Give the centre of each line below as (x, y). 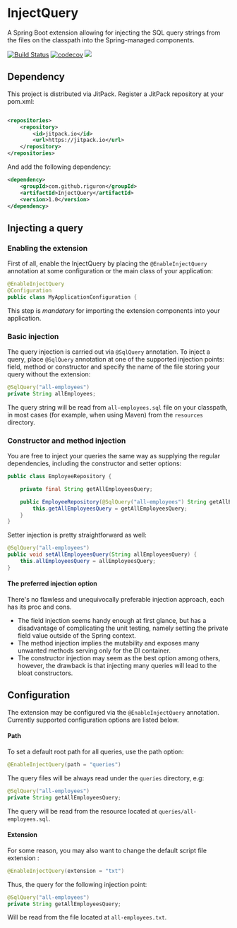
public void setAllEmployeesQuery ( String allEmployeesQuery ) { (102, 555)
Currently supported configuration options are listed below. (93, 720)
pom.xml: (21, 101)
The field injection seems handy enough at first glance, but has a (112, 620)
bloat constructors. (45, 673)
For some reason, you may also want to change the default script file (107, 850)
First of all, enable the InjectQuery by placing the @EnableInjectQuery (107, 263)
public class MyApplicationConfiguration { (72, 297)
